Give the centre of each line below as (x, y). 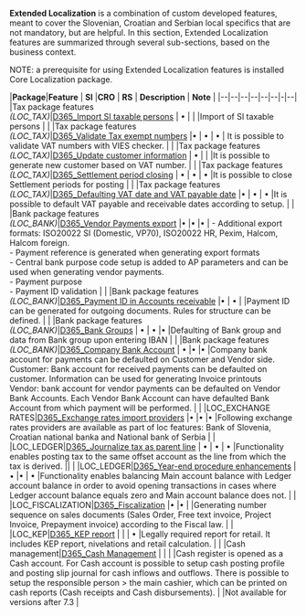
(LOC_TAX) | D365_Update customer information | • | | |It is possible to (140, 155)
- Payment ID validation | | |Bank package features (104, 291)
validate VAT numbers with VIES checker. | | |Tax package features (135, 146)
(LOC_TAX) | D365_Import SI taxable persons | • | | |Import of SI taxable (142, 117)
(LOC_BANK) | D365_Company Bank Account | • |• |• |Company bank (138, 350)
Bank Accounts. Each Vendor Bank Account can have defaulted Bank (139, 398)
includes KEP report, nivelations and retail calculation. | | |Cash (128, 544)
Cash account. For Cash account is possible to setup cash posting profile (147, 563)
